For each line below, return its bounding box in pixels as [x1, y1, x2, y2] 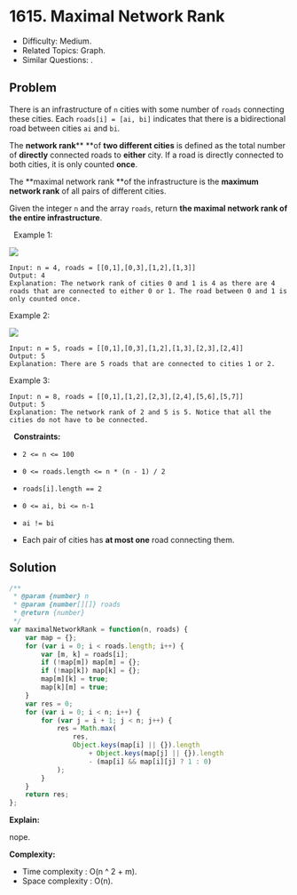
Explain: [9, 815, 40, 826]
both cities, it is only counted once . [9, 158, 138, 170]
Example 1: [12, 229, 53, 240]
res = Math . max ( [56, 724, 117, 733]
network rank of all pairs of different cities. [9, 185, 167, 196]
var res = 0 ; [25, 699, 74, 708]
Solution [9, 560, 57, 575]
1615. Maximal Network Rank [9, 6, 225, 27]
